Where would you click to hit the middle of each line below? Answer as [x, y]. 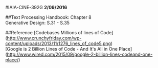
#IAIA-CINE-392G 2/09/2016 [36, 7]
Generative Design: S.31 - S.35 [38, 23]
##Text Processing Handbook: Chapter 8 [48, 17]
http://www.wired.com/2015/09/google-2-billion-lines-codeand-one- [80, 54]
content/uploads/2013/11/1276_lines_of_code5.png [58, 43]
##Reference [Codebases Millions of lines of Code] [59, 32]
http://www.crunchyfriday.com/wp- [44, 38]
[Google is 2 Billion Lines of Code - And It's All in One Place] [69, 49]
